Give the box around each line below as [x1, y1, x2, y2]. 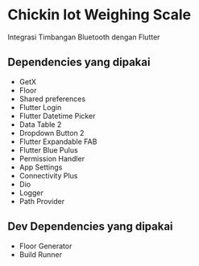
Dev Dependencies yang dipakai [7, 219, 174, 234]
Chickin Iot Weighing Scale [7, 6, 192, 24]
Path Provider [19, 196, 65, 206]
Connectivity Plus [19, 170, 78, 180]
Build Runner [19, 249, 62, 259]
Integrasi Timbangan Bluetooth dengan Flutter [7, 32, 160, 42]
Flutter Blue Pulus [19, 145, 78, 154]
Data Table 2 [19, 119, 62, 129]
